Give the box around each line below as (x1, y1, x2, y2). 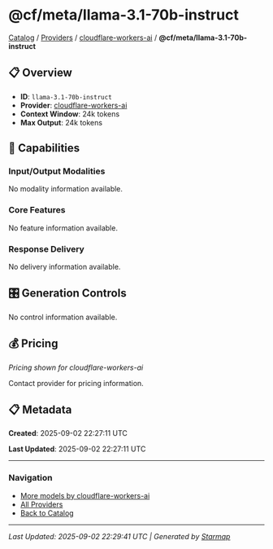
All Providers (19, 499, 63, 509)
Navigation (8, 472, 53, 484)
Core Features (8, 204, 66, 216)
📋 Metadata (8, 403, 72, 417)
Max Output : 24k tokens (19, 117, 103, 127)
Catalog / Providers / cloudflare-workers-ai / (8, 33, 158, 42)
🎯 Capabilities (8, 141, 80, 156)
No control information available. (8, 312, 118, 322)
